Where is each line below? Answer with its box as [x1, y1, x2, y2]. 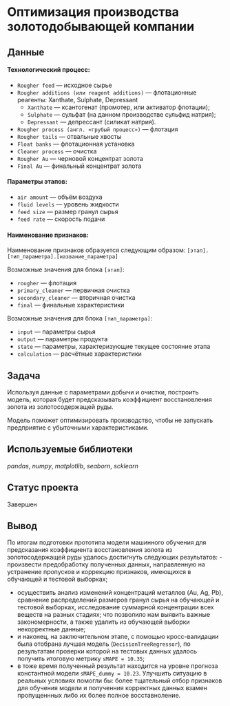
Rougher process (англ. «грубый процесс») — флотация [17, 125, 178, 133]
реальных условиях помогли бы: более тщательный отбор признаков [17, 676, 222, 685]
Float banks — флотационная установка [17, 140, 135, 148]
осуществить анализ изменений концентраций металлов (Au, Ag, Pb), [17, 589, 224, 597]
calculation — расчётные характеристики [17, 350, 143, 358]
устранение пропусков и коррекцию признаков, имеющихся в [7, 568, 191, 576]
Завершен [7, 500, 38, 508]
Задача [7, 370, 41, 381]
